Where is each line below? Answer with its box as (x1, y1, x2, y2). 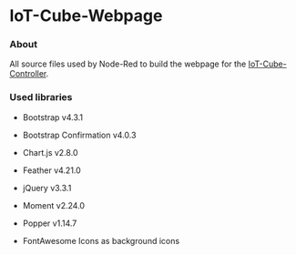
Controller (9, 68, 47, 79)
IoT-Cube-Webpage (9, 5, 163, 26)
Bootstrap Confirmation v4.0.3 (22, 129, 137, 140)
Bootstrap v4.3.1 (22, 111, 84, 123)
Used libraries (9, 91, 73, 104)
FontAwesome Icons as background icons (22, 235, 180, 246)
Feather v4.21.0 (22, 165, 82, 176)
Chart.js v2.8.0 (22, 147, 78, 158)
